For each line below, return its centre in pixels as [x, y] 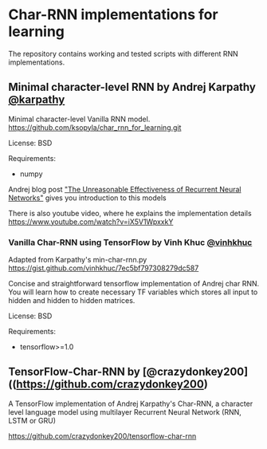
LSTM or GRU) [32, 420]
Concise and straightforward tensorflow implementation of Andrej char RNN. [134, 284]
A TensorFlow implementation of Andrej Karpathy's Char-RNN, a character [131, 404]
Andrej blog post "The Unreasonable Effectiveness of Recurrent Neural [125, 189]
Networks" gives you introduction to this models [88, 198]
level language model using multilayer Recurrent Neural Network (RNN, [125, 412]
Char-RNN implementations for [113, 15]
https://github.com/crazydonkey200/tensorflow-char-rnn [102, 435]
